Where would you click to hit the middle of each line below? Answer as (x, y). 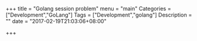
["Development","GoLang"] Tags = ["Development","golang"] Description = (99, 15)
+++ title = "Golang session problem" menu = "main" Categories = (89, 9)
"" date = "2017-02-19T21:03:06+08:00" (56, 21)
